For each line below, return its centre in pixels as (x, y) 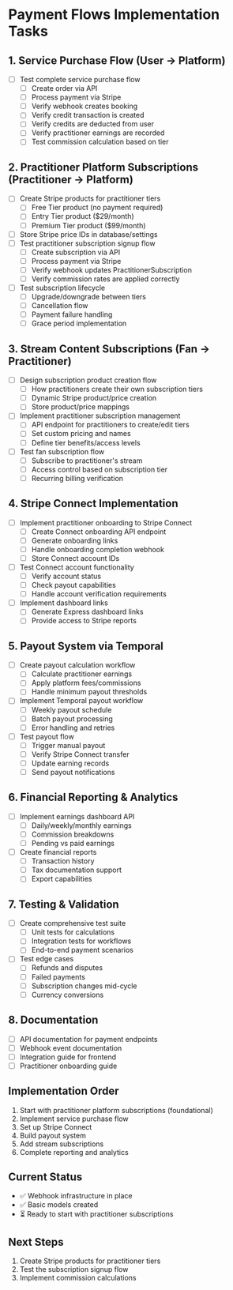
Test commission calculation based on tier (100, 142)
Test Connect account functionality (77, 567)
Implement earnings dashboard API (77, 816)
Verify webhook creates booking (85, 106)
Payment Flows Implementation (114, 15)
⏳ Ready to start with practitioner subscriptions (96, 1214)
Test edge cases (47, 959)
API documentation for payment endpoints (88, 1039)
